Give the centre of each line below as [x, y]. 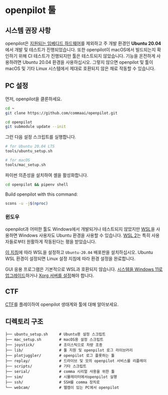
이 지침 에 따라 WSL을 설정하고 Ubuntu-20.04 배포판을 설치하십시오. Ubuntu [79, 252]
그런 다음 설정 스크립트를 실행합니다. [41, 137]
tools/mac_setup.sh [26, 165]
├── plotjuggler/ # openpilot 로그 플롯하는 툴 [60, 356]
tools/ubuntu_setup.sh [29, 151]
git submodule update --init [36, 127]
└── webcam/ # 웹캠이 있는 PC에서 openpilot [62, 388]
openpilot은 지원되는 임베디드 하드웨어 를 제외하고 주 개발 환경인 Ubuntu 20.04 [83, 43]
